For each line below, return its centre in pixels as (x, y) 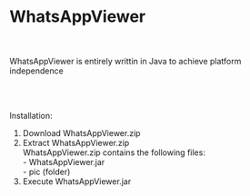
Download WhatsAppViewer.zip (81, 132)
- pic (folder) (46, 171)
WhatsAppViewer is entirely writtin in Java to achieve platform (125, 61)
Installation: (31, 115)
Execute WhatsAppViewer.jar (77, 181)
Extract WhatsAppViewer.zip (76, 142)
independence (36, 71)
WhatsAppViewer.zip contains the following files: (114, 152)
